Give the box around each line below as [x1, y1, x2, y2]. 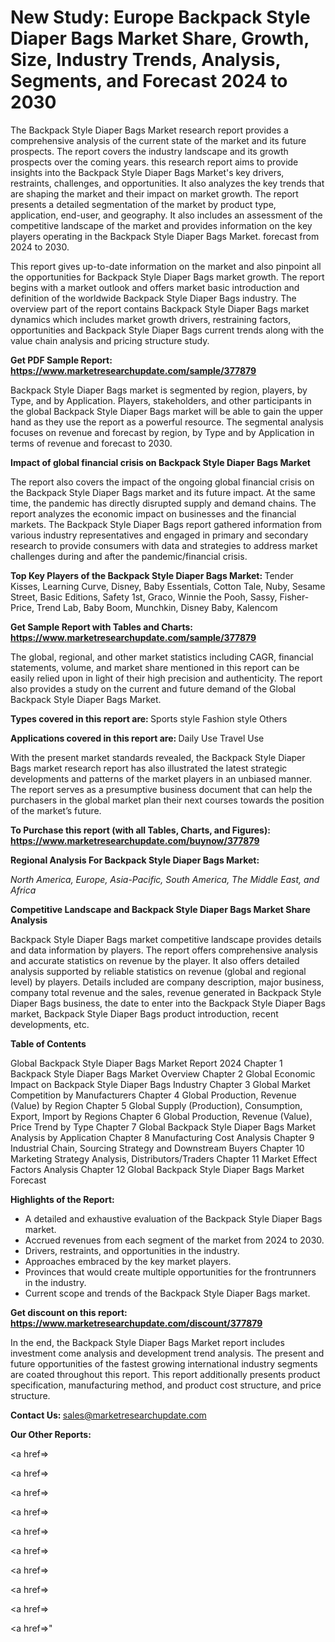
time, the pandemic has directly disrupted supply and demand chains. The [10, 497, 317, 509]
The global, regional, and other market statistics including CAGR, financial [10, 651, 314, 663]
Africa [10, 884, 37, 896]
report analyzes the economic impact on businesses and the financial [10, 507, 297, 520]
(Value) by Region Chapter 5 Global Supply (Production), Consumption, [10, 1099, 303, 1111]
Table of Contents [10, 1037, 87, 1050]
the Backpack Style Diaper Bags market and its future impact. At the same [10, 486, 316, 498]
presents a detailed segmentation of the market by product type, [10, 198, 277, 210]
